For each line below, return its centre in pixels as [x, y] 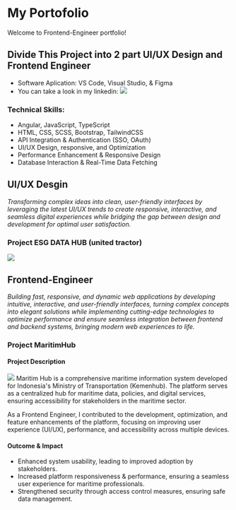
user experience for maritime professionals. [81, 484]
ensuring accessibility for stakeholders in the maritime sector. [97, 401]
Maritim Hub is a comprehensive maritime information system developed [122, 379]
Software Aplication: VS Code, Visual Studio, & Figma [95, 83]
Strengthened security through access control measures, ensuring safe [122, 492]
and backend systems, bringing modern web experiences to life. [101, 326]
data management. [45, 499]
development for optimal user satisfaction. [69, 224]
